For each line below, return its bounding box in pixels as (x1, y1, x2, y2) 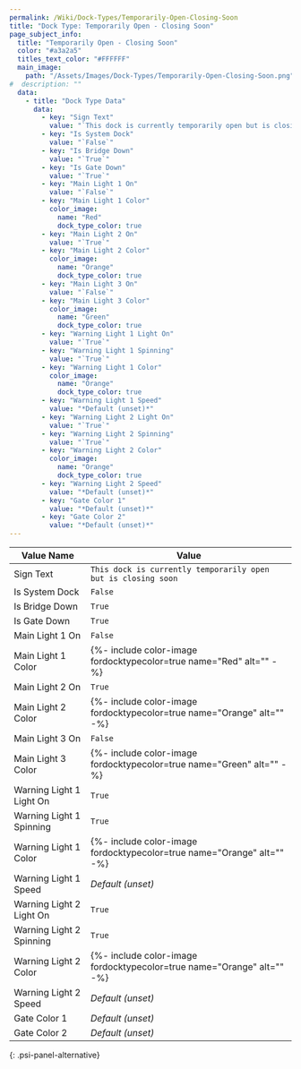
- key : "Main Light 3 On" (41, 279, 139, 288)
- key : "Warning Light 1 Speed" (41, 396, 163, 406)
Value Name (21, 550, 74, 561)
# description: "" (9, 80, 82, 89)
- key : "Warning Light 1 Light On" (41, 329, 175, 338)
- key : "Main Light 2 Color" (41, 246, 150, 255)
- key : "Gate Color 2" (41, 512, 126, 522)
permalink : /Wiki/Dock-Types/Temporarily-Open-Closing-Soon (9, 13, 239, 22)
